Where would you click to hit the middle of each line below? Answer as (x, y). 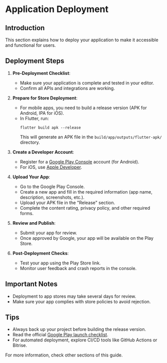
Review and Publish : (34, 223)
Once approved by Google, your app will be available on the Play (87, 238)
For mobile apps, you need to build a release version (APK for (83, 108)
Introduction (25, 28)
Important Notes (31, 284)
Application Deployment (57, 9)
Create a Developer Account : (43, 152)
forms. (27, 213)
